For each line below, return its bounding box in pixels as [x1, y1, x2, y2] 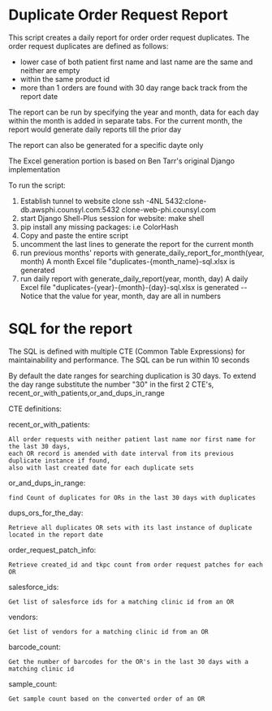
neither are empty [19, 65, 80, 75]
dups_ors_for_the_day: [8, 508, 84, 518]
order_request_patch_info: [8, 544, 97, 554]
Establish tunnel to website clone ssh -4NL [19, 196, 164, 206]
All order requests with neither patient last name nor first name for [8, 435, 256, 444]
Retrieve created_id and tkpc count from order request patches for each [8, 561, 264, 569]
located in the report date [8, 531, 104, 539]
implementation [8, 164, 61, 174]
